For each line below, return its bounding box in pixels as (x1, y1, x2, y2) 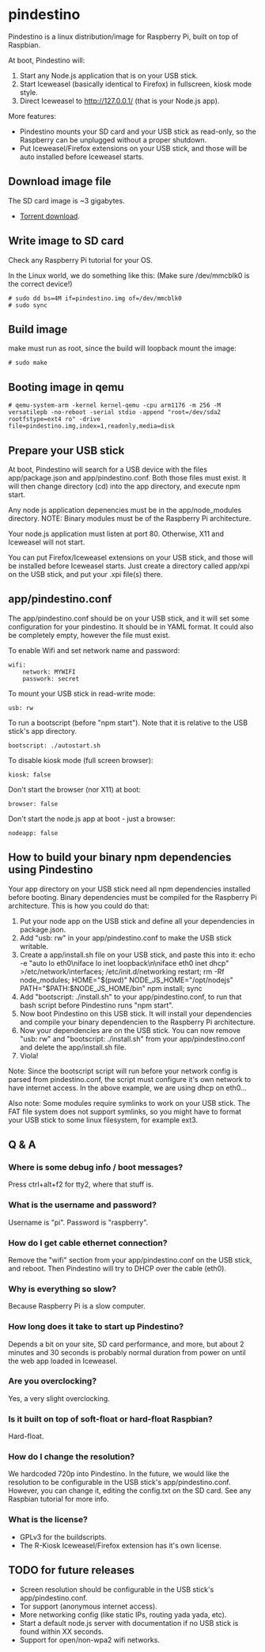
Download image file (8, 175, 112, 188)
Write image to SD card (8, 234, 124, 248)
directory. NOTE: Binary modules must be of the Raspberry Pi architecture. (8, 514, 252, 523)
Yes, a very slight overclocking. (8, 1393, 111, 1403)
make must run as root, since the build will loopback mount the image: (8, 344, 237, 353)
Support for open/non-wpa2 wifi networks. (19, 1635, 161, 1644)
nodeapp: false (8, 829, 59, 837)
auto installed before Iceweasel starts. (19, 152, 144, 161)
